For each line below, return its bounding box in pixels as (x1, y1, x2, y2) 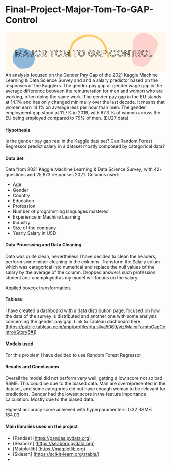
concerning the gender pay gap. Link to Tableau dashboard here (5, 318, 141, 324)
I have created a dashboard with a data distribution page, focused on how (5, 307, 160, 314)
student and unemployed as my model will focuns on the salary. (5, 274, 139, 281)
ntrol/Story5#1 (5, 329, 35, 335)
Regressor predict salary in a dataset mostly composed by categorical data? (5, 143, 165, 149)
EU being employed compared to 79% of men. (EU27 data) (5, 115, 129, 121)
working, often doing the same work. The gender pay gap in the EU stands (5, 94, 162, 100)
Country (12, 192, 30, 199)
